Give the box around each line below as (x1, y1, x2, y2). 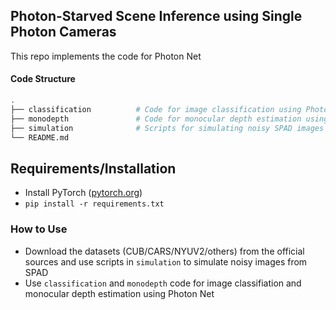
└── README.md (10, 132, 70, 143)
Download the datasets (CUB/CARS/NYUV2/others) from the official (24, 245, 305, 257)
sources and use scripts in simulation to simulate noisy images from (24, 255, 308, 268)
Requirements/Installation (10, 160, 177, 177)
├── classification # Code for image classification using (10, 104, 302, 114)
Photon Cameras (10, 24, 117, 41)
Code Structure (10, 73, 76, 85)
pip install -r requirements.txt (24, 199, 165, 209)
